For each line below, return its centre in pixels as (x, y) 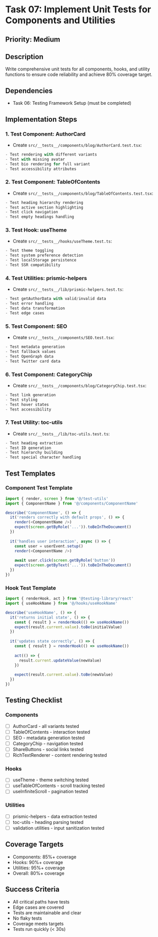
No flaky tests (27, 918)
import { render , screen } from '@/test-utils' (57, 499)
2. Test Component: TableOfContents (53, 182)
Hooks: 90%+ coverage (38, 862)
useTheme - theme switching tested (51, 780)
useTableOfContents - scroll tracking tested (59, 786)
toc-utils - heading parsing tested (48, 822)
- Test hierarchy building (34, 453)
